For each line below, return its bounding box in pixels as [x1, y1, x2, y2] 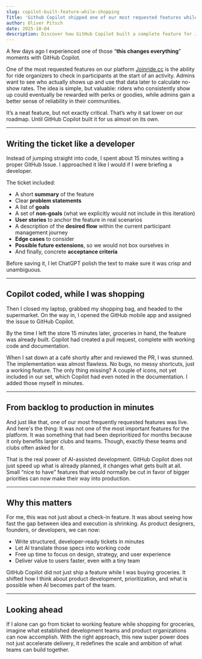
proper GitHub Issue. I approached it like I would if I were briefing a [6, 160, 173, 168]
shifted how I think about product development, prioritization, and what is [6, 575, 188, 583]
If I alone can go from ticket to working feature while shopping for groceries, [6, 621, 195, 628]
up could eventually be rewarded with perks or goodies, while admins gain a [6, 91, 195, 99]
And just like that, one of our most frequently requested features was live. [6, 418, 189, 425]
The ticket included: [6, 178, 56, 186]
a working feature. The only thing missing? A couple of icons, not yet [6, 366, 177, 374]
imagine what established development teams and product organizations [6, 627, 186, 634]
